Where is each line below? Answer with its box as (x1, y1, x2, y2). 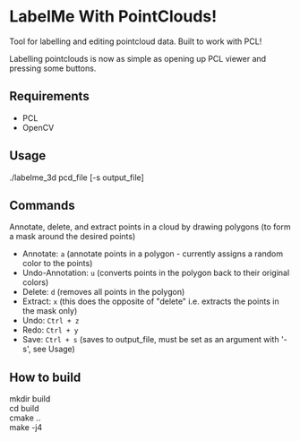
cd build (9, 403, 39, 414)
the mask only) (21, 306, 78, 316)
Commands (9, 197, 76, 212)
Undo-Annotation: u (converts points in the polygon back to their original (21, 267, 290, 279)
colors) (21, 277, 49, 288)
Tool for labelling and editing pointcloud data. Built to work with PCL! (9, 36, 262, 47)
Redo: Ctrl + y (21, 324, 79, 335)
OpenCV (21, 122, 55, 133)
